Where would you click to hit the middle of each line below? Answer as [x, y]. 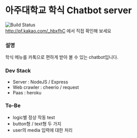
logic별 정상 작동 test [34, 117]
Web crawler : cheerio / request [46, 87]
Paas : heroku [27, 92]
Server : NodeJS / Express [40, 82]
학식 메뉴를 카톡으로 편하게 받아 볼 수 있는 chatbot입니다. [62, 57]
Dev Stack [18, 71]
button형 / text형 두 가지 [37, 124]
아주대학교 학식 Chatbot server [68, 10]
